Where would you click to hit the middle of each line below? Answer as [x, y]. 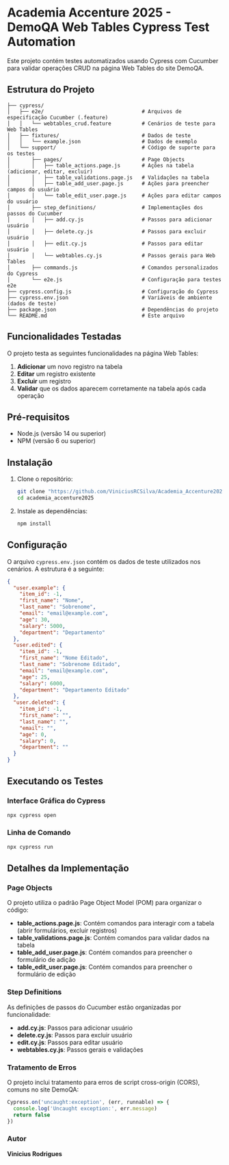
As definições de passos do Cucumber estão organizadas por [94, 1007]
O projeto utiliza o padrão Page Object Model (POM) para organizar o [105, 903]
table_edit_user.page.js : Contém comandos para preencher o [105, 967]
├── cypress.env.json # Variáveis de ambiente [110, 297]
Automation [41, 42]
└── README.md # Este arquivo [96, 316]
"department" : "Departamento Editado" [75, 690]
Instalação [30, 462]
